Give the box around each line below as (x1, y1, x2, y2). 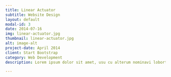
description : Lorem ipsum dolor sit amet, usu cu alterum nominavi (5, 60, 152, 65)
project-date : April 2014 (5, 45, 60, 50)
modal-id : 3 (5, 21, 31, 27)
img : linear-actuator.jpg (5, 31, 60, 36)
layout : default (5, 17, 40, 22)
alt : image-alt (5, 41, 38, 46)
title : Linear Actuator (5, 7, 56, 13)
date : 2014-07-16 (5, 27, 42, 32)
